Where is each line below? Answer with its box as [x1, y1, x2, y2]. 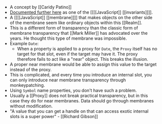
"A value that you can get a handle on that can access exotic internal [9, 108, 149, 114]
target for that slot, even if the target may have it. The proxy [17, 51, 138, 57]
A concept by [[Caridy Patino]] [9, 4, 72, 10]
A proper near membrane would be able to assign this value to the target [9, 61, 157, 67]
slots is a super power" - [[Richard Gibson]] [9, 114, 98, 119]
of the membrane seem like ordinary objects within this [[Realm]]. [9, 20, 142, 25]
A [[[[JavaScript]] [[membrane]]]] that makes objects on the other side [9, 15, 153, 20]
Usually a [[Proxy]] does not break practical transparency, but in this [9, 93, 148, 99]
